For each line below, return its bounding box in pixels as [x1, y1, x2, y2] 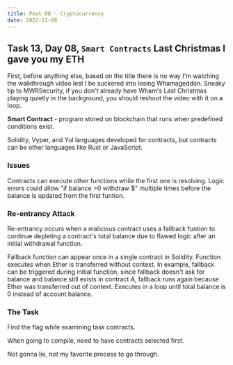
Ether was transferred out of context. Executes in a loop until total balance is [7, 282, 226, 290]
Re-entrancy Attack [7, 208, 75, 218]
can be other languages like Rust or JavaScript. [7, 143, 143, 152]
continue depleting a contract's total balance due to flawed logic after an [7, 231, 216, 240]
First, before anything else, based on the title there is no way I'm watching [7, 72, 220, 80]
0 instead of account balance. [7, 290, 93, 298]
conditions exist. [7, 123, 54, 131]
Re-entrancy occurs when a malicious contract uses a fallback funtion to [7, 224, 216, 233]
